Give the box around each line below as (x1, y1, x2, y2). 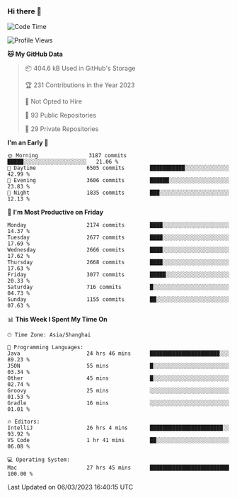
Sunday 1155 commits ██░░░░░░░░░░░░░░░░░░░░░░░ (7, 296, 230, 303)
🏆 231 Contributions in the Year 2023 (24, 81, 136, 89)
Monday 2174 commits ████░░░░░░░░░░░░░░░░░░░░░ (7, 222, 230, 229)
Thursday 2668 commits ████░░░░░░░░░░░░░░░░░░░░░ (7, 259, 230, 266)
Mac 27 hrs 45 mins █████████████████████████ (7, 464, 230, 472)
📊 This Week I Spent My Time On (7, 315, 108, 324)
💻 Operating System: (7, 456, 71, 463)
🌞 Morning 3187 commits (7, 152, 127, 159)
